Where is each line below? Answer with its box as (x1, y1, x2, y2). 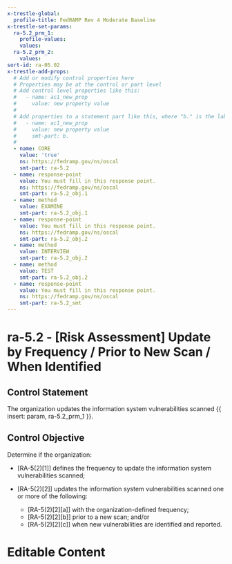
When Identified (7, 359, 101, 374)
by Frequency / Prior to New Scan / (7, 344, 211, 360)
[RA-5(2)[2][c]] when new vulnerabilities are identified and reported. (27, 520, 222, 528)
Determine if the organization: (7, 451, 92, 459)
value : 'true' (19, 152, 60, 159)
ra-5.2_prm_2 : (13, 49, 54, 56)
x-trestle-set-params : (7, 23, 72, 30)
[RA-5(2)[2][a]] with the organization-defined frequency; (27, 505, 189, 513)
